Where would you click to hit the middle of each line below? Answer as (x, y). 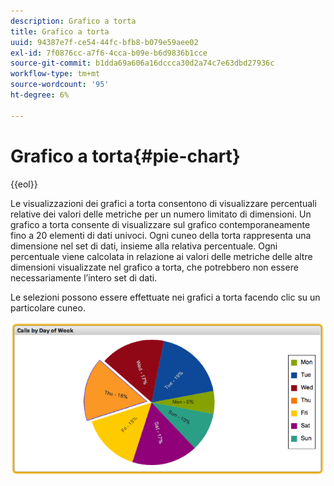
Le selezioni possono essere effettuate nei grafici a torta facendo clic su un (165, 297)
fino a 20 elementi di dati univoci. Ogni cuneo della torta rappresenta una (161, 235)
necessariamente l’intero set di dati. (84, 277)
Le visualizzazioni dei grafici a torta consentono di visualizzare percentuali (163, 203)
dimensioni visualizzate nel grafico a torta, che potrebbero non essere (154, 267)
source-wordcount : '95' (60, 85)
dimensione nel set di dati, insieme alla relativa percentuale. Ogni (144, 246)
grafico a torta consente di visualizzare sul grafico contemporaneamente (160, 224)
